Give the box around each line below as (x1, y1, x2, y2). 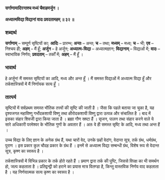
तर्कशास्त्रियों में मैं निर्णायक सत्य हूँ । (5, 81, 60, 87)
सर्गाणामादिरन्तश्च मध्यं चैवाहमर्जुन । (5, 5, 59, 11)
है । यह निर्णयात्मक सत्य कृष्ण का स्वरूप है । (5, 169, 75, 175)
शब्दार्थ (5, 29, 17, 36)
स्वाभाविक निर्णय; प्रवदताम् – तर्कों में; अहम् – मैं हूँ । (5, 51, 84, 57)
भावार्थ (5, 64, 16, 71)
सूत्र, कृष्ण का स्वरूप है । (5, 148, 44, 154)
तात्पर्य (5, 93, 16, 100)
